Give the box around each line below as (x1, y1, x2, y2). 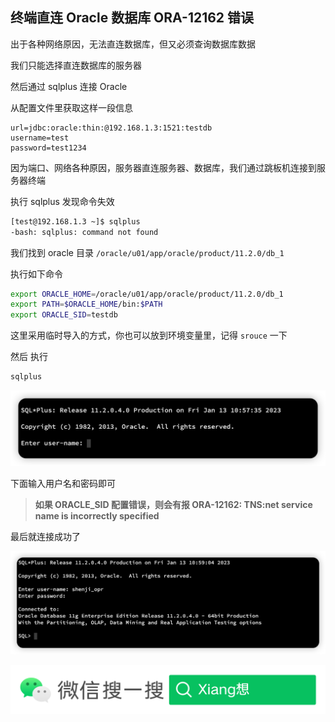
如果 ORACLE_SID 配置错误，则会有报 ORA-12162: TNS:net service (34, 498, 313, 510)
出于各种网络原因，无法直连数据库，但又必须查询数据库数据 (10, 38, 256, 50)
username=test (10, 133, 70, 143)
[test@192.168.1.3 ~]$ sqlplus (10, 216, 141, 227)
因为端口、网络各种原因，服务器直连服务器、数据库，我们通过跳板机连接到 (10, 161, 317, 173)
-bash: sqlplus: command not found (10, 227, 159, 237)
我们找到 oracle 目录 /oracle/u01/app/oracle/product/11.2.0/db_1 (10, 246, 285, 258)
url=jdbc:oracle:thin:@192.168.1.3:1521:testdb (10, 123, 213, 133)
